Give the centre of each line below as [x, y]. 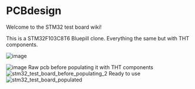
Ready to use [125, 73]
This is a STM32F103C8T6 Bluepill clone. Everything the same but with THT [98, 38]
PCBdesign [34, 11]
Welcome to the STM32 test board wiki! [54, 27]
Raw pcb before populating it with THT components [91, 67]
